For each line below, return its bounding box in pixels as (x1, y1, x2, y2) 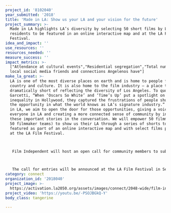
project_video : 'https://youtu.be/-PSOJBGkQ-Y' (5, 191, 108, 196)
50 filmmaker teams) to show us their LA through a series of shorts (10, 121, 160, 126)
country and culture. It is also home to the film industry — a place (10, 83, 163, 88)
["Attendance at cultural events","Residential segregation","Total (10, 64, 158, 69)
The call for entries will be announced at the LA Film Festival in (12, 167, 160, 172)
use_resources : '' (5, 45, 44, 50)
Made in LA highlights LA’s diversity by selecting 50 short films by (10, 26, 163, 32)
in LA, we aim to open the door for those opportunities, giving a (10, 107, 156, 112)
